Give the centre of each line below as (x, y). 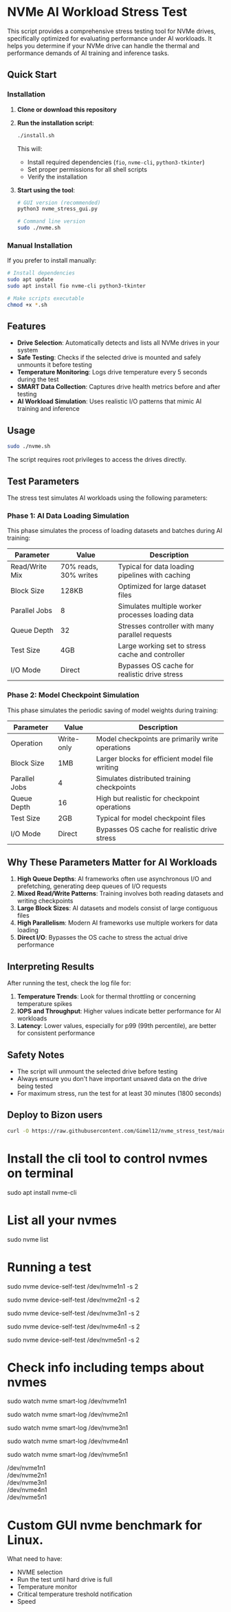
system (27, 350)
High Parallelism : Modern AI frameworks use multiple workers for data (117, 923)
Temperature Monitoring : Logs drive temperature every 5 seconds (112, 372)
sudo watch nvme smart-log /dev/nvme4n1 (68, 1441)
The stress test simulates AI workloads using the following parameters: (108, 498)
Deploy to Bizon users (55, 1115)
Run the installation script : (55, 123)
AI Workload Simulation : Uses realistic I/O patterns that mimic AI (109, 401)
